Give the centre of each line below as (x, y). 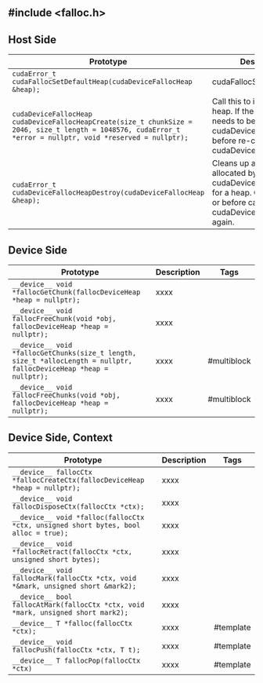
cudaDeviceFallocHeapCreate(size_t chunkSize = (103, 122)
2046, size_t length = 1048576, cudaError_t (96, 130)
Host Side (32, 40)
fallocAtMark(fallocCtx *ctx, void (78, 604)
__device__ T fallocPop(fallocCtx (76, 660)
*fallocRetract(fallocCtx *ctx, (72, 552)
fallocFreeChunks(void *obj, (66, 395)
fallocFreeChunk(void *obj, (64, 319)
